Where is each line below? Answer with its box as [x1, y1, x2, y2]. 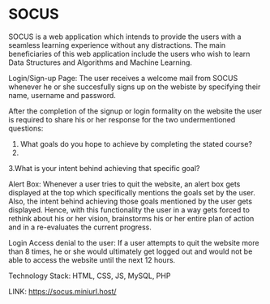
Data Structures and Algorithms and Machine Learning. [8, 58, 193, 67]
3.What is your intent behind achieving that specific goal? [8, 163, 200, 173]
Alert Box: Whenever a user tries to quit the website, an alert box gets [8, 179, 241, 189]
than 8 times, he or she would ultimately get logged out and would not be [8, 246, 253, 256]
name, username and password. [8, 90, 116, 100]
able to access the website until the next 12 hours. [8, 255, 176, 264]
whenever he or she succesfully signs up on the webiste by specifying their [8, 82, 261, 92]
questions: [8, 123, 44, 133]
